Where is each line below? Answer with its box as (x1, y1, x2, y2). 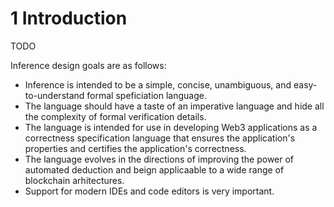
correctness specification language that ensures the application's (24, 132, 296, 144)
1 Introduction (10, 7, 128, 30)
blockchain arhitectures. (24, 174, 125, 186)
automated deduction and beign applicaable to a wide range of (24, 163, 285, 176)
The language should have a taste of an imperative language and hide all (24, 100, 325, 112)
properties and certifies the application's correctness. (24, 142, 247, 154)
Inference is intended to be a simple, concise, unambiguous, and (24, 78, 292, 91)
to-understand (24, 89, 85, 101)
